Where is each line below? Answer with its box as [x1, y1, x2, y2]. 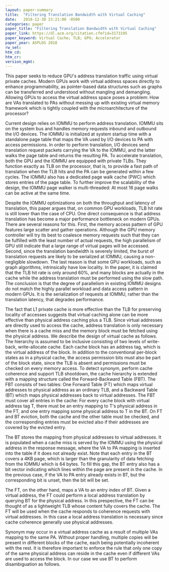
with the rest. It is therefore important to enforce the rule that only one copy [5, 545, 162, 551]
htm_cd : [5, 50, 22, 55]
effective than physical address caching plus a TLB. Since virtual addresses [5, 317, 162, 323]
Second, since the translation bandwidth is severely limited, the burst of [5, 248, 154, 254]
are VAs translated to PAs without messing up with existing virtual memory [5, 100, 160, 106]
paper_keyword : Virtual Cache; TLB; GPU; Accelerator [5, 36, 121, 41]
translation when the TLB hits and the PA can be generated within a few [5, 169, 154, 175]
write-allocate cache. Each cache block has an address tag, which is [18, 344, 160, 350]
